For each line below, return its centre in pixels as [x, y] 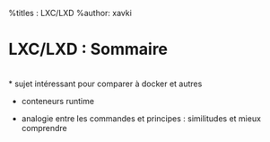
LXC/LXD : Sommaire [88, 49]
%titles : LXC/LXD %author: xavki [70, 13]
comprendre [44, 128]
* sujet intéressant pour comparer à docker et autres [105, 84]
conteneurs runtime [58, 101]
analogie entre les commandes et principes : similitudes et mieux [141, 118]
